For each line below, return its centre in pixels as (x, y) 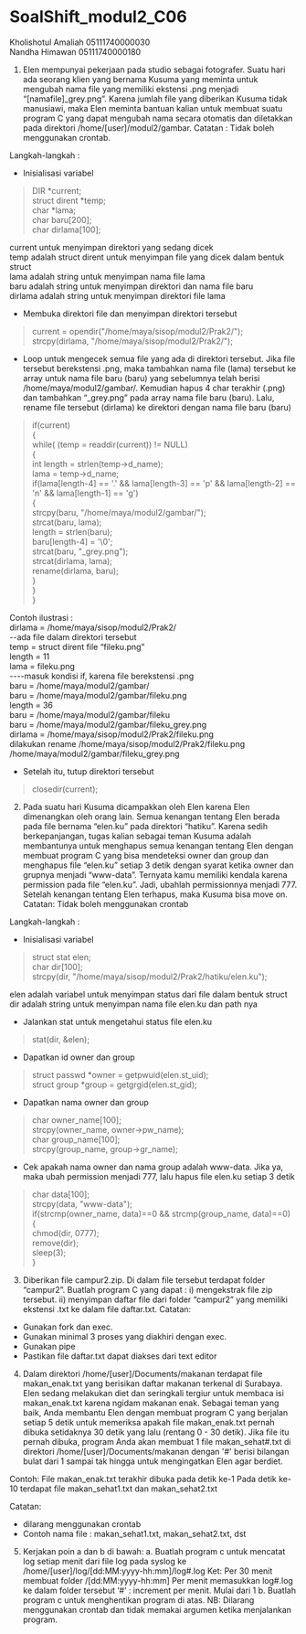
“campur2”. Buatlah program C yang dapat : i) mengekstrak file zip (148, 1289)
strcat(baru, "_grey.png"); (80, 551)
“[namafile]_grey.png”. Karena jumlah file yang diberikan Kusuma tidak (155, 99)
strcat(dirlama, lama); (72, 561)
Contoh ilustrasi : (41, 617)
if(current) (51, 425)
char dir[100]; (58, 967)
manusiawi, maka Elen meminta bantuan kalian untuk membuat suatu (153, 108)
